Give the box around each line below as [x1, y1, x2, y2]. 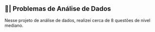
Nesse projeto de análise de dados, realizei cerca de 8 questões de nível [4, 17, 151, 23]
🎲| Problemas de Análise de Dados [4, 5, 111, 13]
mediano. [4, 22, 23, 28]
